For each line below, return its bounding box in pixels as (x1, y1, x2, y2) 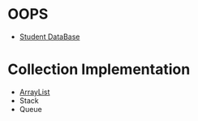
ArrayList (19, 87, 50, 97)
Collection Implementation (7, 60, 191, 79)
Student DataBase (19, 32, 80, 41)
